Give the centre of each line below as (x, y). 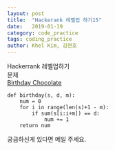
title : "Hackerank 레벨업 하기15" (54, 20)
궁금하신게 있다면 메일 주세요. (47, 139)
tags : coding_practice (40, 39)
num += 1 (56, 120)
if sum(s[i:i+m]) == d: (66, 113)
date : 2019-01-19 (35, 26)
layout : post (26, 13)
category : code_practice (43, 33)
